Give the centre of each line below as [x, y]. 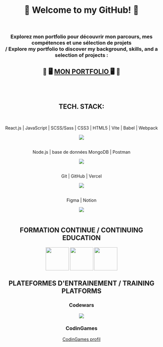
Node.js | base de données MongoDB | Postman [81, 152]
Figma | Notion [81, 200]
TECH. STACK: [81, 107]
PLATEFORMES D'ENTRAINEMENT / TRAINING [81, 283]
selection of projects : [81, 55]
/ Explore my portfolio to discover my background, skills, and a [81, 49]
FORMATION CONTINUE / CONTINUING [81, 230]
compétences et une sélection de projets [81, 43]
